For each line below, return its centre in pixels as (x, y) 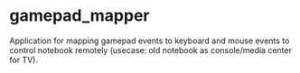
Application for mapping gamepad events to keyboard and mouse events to (150, 41)
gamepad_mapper (80, 16)
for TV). (24, 59)
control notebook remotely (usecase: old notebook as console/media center (150, 50)
